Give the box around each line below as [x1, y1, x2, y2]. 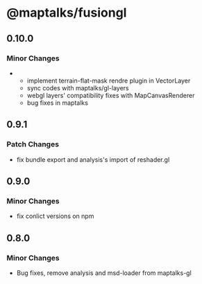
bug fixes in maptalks [26, 99, 88, 107]
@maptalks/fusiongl [6, 5, 127, 21]
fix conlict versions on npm [16, 212, 94, 220]
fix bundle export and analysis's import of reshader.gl [16, 155, 170, 164]
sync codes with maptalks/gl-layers [26, 83, 129, 92]
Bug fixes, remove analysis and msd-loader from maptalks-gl [16, 269, 192, 277]
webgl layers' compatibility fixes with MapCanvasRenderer [26, 91, 195, 99]
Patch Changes [6, 140, 60, 149]
